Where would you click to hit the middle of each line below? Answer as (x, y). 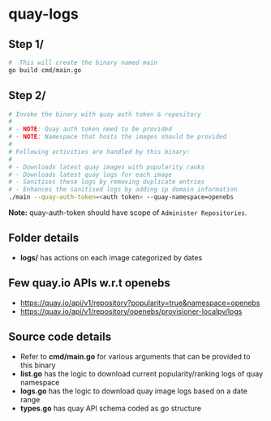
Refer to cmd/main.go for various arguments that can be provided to (135, 356)
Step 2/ (27, 95)
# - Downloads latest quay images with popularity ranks (107, 167)
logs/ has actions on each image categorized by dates (111, 257)
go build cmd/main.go (45, 70)
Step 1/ (26, 44)
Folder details (44, 238)
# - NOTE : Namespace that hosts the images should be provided (118, 137)
